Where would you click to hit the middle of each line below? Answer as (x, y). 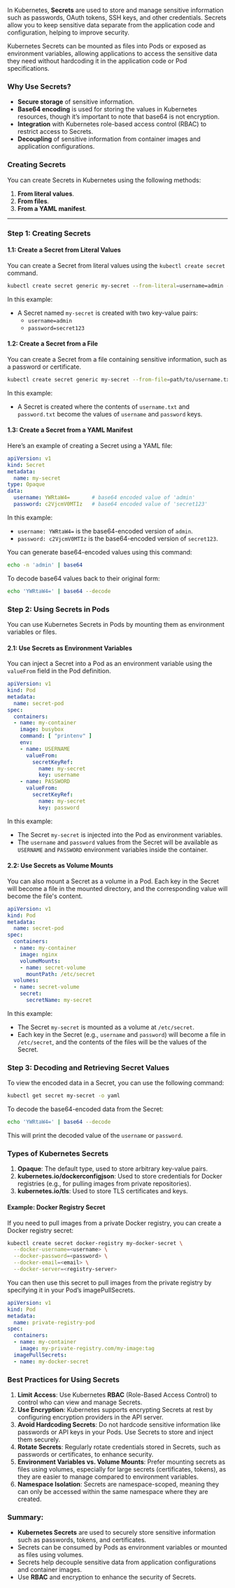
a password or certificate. (44, 367)
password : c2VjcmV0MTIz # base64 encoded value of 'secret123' (111, 504)
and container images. (50, 1570)
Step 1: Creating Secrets (49, 233)
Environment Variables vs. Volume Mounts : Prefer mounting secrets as (121, 1462)
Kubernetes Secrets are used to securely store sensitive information (116, 1533)
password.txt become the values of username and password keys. (110, 414)
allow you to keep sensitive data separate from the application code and (111, 25)
